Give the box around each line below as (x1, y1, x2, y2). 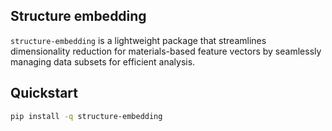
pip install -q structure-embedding (10, 111, 163, 121)
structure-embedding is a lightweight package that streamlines (10, 34, 267, 46)
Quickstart (10, 85, 79, 102)
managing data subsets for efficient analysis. (10, 55, 196, 68)
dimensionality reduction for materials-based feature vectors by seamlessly (10, 45, 322, 57)
